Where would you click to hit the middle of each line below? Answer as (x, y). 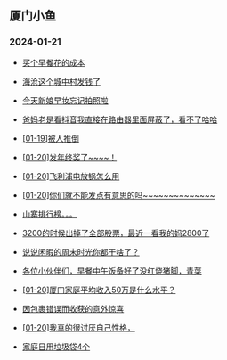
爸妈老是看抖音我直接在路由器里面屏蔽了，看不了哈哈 (120, 119)
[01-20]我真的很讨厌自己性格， (78, 327)
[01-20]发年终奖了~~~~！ (69, 157)
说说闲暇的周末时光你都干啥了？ (81, 251)
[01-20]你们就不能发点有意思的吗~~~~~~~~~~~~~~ (118, 195)
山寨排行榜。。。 (49, 214)
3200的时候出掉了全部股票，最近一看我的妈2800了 (116, 233)
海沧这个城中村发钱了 (61, 81)
